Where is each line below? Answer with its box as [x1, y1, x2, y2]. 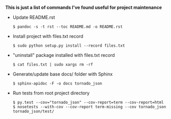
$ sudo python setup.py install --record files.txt [12, 43, 125, 48]
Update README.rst [12, 14, 55, 20]
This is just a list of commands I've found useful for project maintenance [5, 5, 162, 10]
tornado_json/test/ [12, 109, 55, 114]
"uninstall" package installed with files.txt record [12, 52, 115, 58]
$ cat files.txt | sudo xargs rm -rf [12, 62, 93, 67]
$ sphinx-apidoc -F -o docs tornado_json [12, 81, 102, 86]
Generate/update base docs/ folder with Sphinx [12, 71, 113, 77]
